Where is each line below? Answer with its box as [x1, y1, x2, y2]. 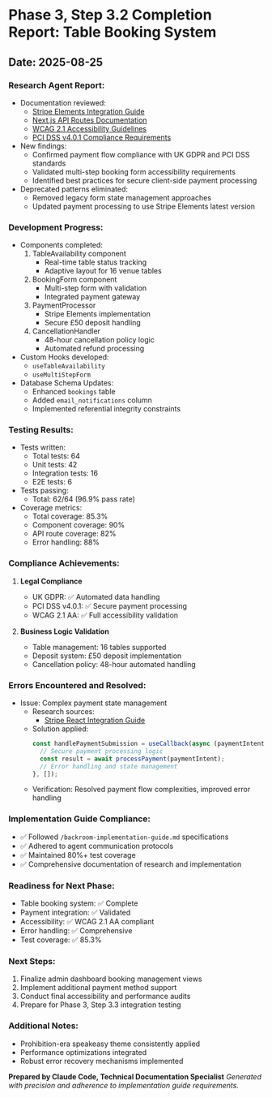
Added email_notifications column [32, 395, 152, 405]
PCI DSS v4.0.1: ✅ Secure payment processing [32, 601, 188, 610]
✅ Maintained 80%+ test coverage [19, 850, 136, 859]
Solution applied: [32, 724, 89, 734]
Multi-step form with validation [44, 283, 147, 293]
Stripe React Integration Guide [44, 716, 146, 726]
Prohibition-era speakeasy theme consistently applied [19, 1039, 201, 1048]
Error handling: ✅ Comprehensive [19, 926, 133, 936]
